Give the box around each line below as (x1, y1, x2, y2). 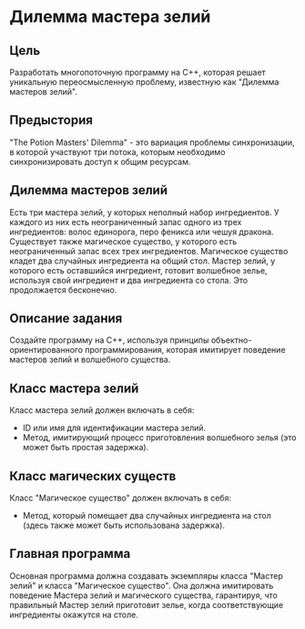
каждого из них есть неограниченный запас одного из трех (9, 216, 242, 227)
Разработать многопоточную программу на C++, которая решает (9, 67, 266, 77)
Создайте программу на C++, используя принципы (9, 335, 209, 345)
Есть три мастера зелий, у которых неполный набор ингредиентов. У (9, 207, 280, 218)
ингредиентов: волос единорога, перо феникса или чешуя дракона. (9, 226, 275, 237)
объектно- (210, 335, 252, 345)
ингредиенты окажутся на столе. (9, 609, 138, 620)
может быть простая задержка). (22, 442, 149, 453)
